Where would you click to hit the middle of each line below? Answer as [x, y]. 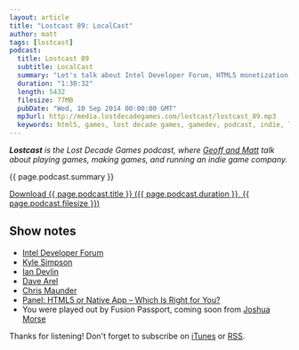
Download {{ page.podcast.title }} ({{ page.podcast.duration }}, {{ [129, 194]
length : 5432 [41, 91]
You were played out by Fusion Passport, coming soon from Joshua [146, 309]
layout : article [39, 17]
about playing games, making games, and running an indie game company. [149, 159]
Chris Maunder [49, 290]
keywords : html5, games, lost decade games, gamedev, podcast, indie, [151, 125]
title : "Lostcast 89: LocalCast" [71, 26]
